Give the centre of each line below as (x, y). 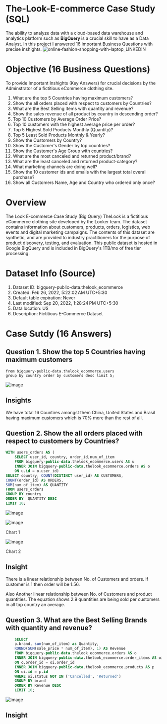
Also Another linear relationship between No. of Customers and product (79, 594)
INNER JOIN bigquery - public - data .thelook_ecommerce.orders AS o (82, 466)
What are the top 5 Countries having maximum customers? (73, 98)
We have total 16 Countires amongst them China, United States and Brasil (80, 412)
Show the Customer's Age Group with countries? (63, 151)
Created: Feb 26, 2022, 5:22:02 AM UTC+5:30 (60, 292)
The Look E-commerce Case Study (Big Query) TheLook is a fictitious (77, 216)
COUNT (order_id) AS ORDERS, (35, 480)
